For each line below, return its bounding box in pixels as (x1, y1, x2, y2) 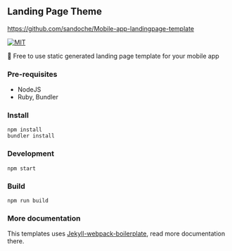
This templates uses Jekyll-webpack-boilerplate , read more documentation (7, 229, 226, 238)
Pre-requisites (7, 69, 58, 79)
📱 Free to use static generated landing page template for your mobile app (7, 51, 219, 60)
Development (7, 149, 55, 159)
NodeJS (17, 85, 41, 94)
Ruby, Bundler (17, 93, 58, 102)
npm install (7, 126, 42, 133)
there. (7, 237, 25, 245)
